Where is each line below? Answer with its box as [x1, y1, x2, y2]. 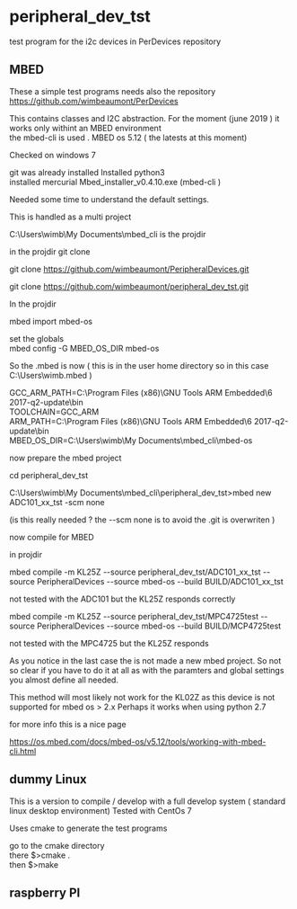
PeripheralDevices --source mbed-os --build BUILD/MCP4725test [37, 620, 282, 631]
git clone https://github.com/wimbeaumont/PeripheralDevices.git [9, 263, 249, 274]
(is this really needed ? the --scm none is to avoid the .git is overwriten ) [9, 514, 275, 525]
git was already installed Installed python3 [9, 166, 165, 177]
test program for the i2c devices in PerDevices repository [9, 36, 222, 47]
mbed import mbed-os [9, 316, 92, 326]
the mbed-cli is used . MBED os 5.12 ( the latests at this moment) [9, 132, 248, 143]
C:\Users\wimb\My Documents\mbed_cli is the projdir [9, 228, 206, 239]
